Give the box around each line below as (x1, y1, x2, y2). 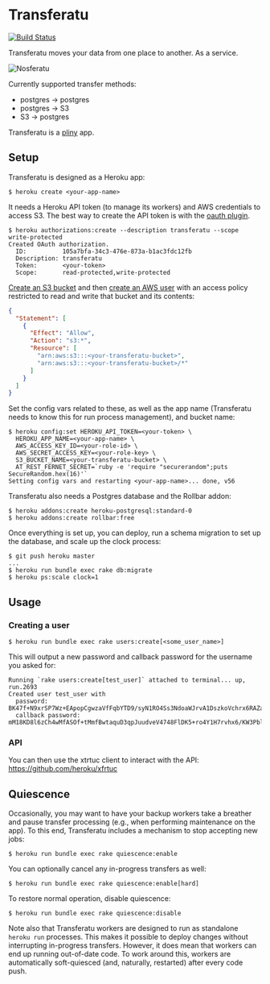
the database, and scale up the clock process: (8, 537, 162, 546)
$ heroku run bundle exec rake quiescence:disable (8, 909, 182, 918)
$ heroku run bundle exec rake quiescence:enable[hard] (8, 880, 199, 888)
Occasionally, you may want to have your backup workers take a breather (8, 808, 252, 819)
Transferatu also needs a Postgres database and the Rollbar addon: (8, 492, 231, 501)
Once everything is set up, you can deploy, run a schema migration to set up (8, 528, 261, 538)
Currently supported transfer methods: (8, 79, 137, 89)
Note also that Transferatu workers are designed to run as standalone (8, 924, 239, 933)
